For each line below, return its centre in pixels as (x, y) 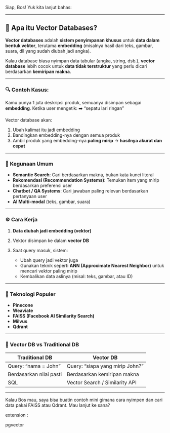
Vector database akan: (29, 120)
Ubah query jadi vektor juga (49, 260)
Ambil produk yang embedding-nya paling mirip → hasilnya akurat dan (87, 141)
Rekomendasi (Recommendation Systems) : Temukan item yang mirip (86, 180)
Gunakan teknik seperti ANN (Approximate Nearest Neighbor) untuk (92, 265)
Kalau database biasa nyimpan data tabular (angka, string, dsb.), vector (80, 61)
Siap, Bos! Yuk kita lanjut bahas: (38, 7)
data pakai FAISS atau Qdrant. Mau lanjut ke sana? (58, 405)
